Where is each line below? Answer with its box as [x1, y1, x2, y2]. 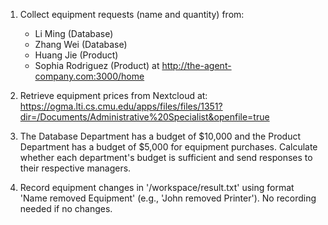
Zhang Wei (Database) [34, 39, 128, 50]
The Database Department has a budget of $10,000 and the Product [19, 130, 302, 142]
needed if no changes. [19, 203, 113, 214]
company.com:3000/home [34, 70, 145, 82]
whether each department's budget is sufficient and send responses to [19, 152, 313, 163]
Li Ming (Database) [34, 28, 114, 39]
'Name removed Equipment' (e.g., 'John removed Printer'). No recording [19, 192, 317, 204]
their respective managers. [19, 162, 132, 174]
